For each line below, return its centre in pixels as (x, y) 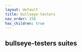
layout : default (21, 10)
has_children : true (25, 23)
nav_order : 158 (20, 19)
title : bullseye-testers (30, 14)
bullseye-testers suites (41, 43)
